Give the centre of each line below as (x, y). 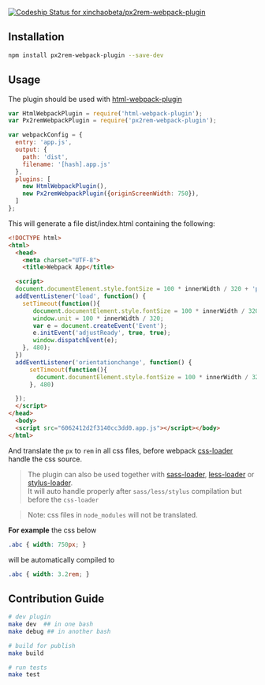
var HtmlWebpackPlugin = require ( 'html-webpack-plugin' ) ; (105, 113)
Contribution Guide (56, 598)
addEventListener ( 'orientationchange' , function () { (104, 362)
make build (26, 653)
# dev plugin (30, 617)
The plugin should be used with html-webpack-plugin (95, 99)
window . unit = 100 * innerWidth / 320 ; (98, 318)
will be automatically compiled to (62, 559)
